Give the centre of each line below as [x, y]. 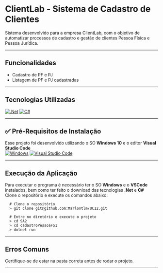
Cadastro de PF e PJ [33, 74]
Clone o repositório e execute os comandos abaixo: [57, 195]
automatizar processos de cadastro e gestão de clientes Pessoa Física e [77, 38]
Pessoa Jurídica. [22, 43]
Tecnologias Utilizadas [40, 100]
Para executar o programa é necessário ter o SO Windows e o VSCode [76, 185]
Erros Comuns [27, 249]
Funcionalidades [31, 63]
